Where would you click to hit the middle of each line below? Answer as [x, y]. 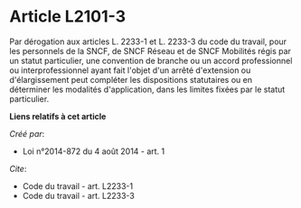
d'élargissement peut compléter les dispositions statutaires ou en [131, 79]
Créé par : [27, 133]
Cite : [18, 168]
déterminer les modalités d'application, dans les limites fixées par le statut [147, 89]
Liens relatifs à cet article [58, 116]
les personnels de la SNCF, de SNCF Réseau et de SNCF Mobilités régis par [150, 50]
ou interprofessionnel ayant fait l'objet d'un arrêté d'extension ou [130, 70]
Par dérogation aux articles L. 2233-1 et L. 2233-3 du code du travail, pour [148, 41]
